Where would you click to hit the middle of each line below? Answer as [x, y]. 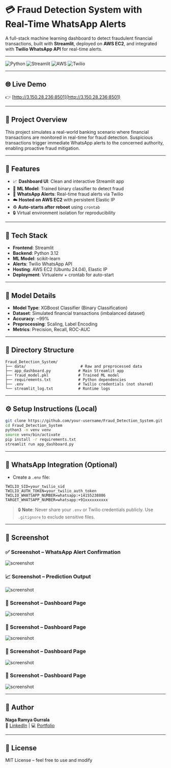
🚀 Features [23, 169]
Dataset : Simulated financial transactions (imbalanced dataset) [79, 313]
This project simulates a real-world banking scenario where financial [77, 132]
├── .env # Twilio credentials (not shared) [79, 384]
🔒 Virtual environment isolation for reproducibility [64, 213]
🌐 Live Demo [26, 84]
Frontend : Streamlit [33, 248]
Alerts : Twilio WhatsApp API [42, 264]
